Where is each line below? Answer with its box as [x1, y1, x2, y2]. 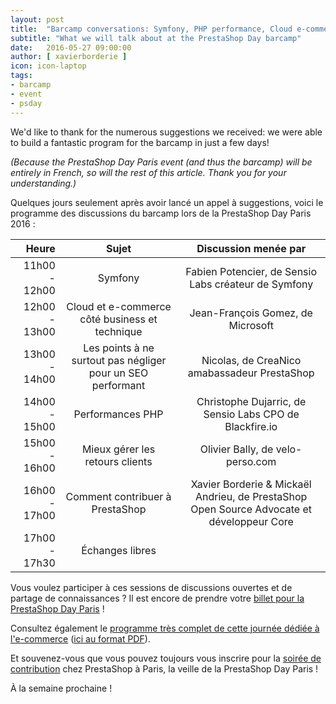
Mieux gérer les [81, 442, 156, 456]
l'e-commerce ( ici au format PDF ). [10, 632, 151, 645]
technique [94, 324, 143, 338]
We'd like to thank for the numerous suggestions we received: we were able [10, 126, 323, 138]
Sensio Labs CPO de [203, 407, 300, 421]
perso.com [226, 454, 277, 468]
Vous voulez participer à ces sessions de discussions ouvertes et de [10, 581, 293, 593]
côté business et [79, 312, 158, 326]
